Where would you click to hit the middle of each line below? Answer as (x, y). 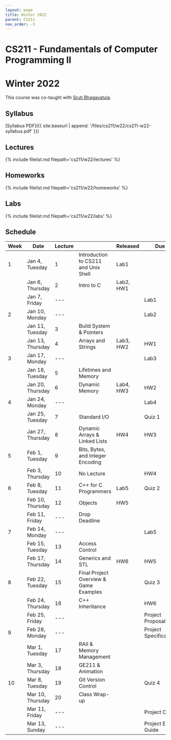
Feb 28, (36, 630)
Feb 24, (36, 600)
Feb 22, (36, 579)
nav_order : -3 (20, 24)
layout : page (19, 10)
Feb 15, (36, 544)
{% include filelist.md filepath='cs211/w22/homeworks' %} (67, 188)
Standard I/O (94, 417)
